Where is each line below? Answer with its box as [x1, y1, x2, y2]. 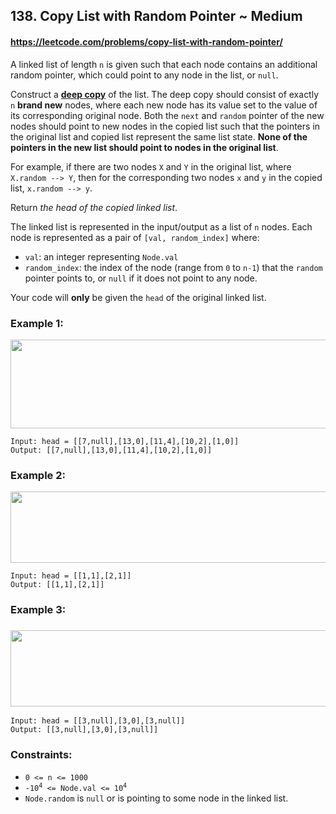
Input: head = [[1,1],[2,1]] [10, 571, 132, 581]
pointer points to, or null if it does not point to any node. [24, 272, 258, 284]
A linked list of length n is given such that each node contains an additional [10, 58, 318, 70]
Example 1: [10, 316, 64, 330]
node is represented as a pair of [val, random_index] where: [10, 231, 260, 243]
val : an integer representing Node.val [24, 250, 179, 263]
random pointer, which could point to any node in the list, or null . [10, 69, 279, 81]
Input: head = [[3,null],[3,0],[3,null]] [10, 716, 186, 726]
